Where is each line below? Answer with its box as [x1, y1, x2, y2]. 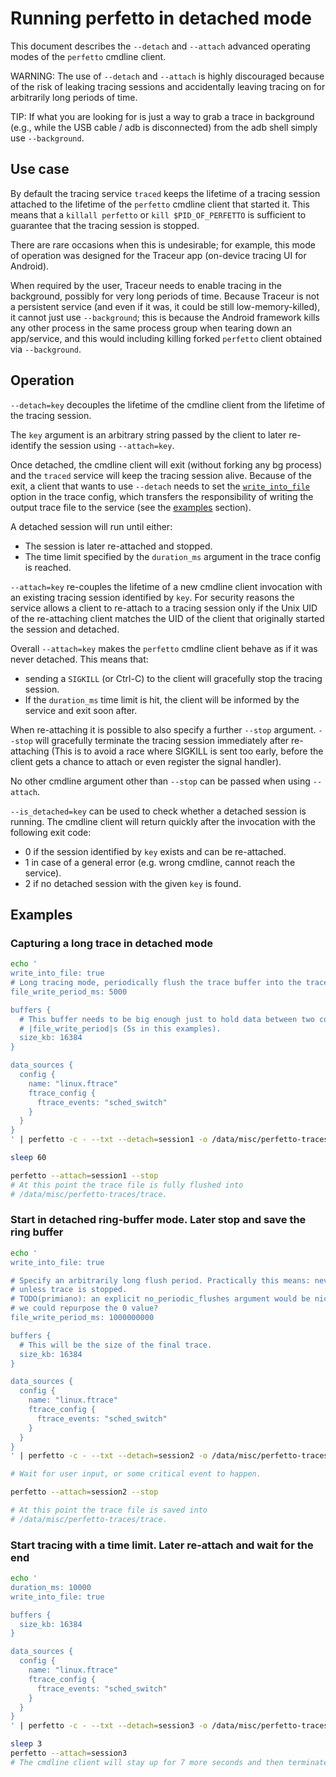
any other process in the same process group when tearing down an [10, 322, 292, 334]
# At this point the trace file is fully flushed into [10, 1180, 244, 1190]
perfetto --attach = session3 [10, 1748, 128, 1759]
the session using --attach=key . [43, 439, 175, 451]
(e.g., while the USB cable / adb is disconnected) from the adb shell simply [10, 121, 318, 133]
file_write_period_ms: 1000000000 [10, 1313, 155, 1323]
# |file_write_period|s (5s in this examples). [19, 1023, 222, 1034]
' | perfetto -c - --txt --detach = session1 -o [10, 1135, 208, 1145]
